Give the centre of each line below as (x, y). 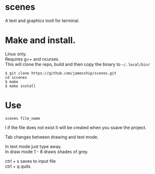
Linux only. (16, 54)
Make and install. (40, 40)
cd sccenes (16, 77)
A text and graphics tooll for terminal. (42, 21)
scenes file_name (23, 118)
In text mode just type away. (33, 146)
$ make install (20, 86)
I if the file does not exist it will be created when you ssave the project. (76, 127)
